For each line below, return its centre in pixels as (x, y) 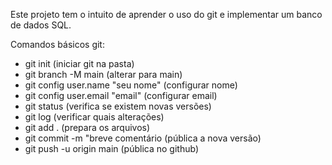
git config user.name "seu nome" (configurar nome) (131, 85)
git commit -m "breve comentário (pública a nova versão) (143, 138)
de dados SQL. (41, 25)
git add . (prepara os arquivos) (87, 127)
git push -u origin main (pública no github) (111, 148)
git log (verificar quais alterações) (94, 117)
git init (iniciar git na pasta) (79, 63)
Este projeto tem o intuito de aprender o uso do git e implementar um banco (166, 14)
